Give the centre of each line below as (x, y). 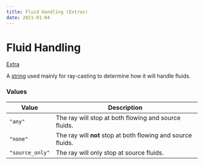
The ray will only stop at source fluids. (110, 152)
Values (17, 92)
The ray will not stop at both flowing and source (124, 135)
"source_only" (30, 153)
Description (125, 107)
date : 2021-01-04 (28, 18)
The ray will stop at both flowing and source (118, 118)
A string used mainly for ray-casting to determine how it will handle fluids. (99, 76)
